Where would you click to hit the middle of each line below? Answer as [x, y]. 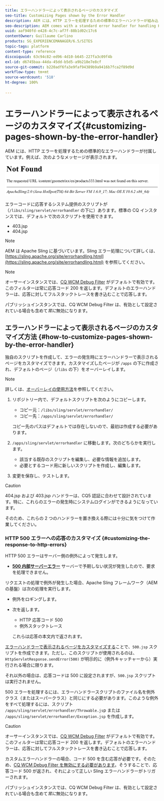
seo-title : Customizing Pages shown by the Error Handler [65, 15]
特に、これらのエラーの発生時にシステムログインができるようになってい [85, 502]
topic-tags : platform [27, 46]
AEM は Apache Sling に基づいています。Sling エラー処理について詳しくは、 [82, 251]
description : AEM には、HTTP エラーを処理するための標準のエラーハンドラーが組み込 [82, 21]
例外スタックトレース [41, 626]
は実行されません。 [24, 682]
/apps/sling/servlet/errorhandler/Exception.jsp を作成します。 [71, 717]
